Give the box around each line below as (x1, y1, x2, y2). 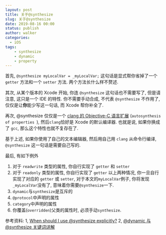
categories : (5, 35, 30, 40)
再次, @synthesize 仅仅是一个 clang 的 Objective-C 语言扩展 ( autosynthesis (5, 113, 161, 119)
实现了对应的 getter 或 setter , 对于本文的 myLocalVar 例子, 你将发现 (12, 176, 150, 182)
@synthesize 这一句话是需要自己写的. (5, 142, 81, 148)
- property (14, 58, 37, 63)
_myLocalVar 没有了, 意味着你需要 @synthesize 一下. (12, 182, 114, 188)
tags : (5, 44, 16, 49)
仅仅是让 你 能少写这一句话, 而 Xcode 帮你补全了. (5, 102, 104, 108)
